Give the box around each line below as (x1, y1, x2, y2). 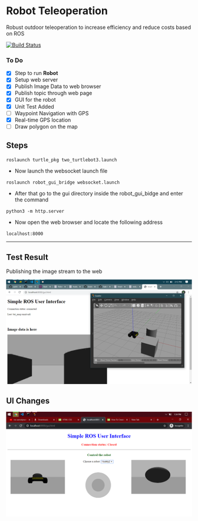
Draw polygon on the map (14, 123, 78, 130)
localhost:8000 (6, 230, 44, 237)
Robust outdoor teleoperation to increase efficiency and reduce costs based (6, 24, 192, 31)
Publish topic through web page (14, 90, 93, 97)
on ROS (6, 30, 25, 37)
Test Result (6, 252, 48, 262)
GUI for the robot (14, 96, 56, 103)
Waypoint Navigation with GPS (14, 109, 90, 116)
